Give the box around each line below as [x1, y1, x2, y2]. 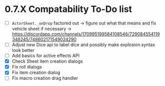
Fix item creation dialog [11, 69, 60, 75]
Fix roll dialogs [11, 64, 42, 70]
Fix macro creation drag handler [11, 75, 78, 81]
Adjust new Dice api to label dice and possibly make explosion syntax [11, 41, 155, 47]
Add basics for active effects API [11, 52, 79, 58]
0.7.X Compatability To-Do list [4, 3, 132, 15]
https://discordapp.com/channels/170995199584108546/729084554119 [11, 31, 160, 37]
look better [11, 47, 34, 53]
